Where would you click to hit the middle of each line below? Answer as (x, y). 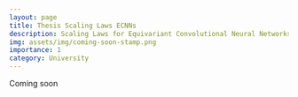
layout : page (33, 17)
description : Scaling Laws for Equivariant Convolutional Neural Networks (150, 34)
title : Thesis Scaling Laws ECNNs (73, 26)
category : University (49, 58)
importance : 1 (35, 50)
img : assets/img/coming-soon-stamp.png (83, 42)
